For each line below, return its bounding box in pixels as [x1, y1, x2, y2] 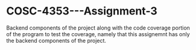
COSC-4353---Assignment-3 [6, 4, 158, 18]
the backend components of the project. [6, 37, 107, 44]
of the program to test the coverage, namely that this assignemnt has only [6, 30, 190, 37]
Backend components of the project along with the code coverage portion [6, 24, 190, 31]
